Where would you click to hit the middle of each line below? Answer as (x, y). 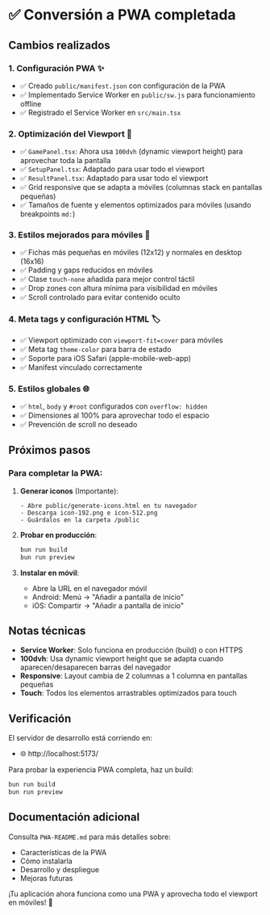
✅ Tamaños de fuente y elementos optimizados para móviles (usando (135, 205)
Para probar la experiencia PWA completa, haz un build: (101, 770)
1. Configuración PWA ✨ (56, 68)
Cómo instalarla (46, 861)
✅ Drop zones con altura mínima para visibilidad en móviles (118, 288)
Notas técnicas (47, 630)
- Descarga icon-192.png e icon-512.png (89, 513)
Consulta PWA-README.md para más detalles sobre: (89, 837)
